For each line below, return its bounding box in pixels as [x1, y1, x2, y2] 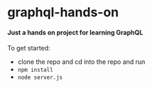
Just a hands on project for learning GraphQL [7, 28, 143, 36]
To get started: [7, 44, 51, 53]
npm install [17, 67, 53, 74]
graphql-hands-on [7, 4, 119, 21]
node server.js [17, 74, 63, 82]
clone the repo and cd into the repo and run [17, 57, 146, 66]
